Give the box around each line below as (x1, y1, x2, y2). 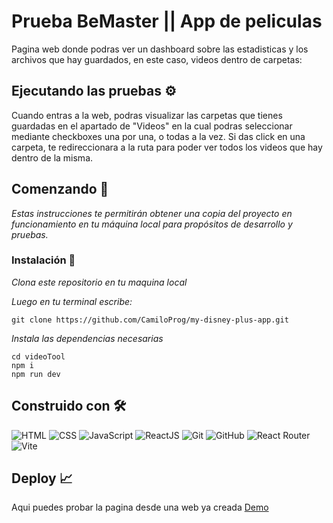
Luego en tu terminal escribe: (11, 295, 133, 307)
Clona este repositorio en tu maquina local (11, 276, 188, 288)
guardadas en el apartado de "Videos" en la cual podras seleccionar (11, 120, 293, 132)
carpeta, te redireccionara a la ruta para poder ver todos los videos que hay (11, 141, 323, 153)
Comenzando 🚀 (11, 181, 109, 198)
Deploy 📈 (11, 470, 73, 487)
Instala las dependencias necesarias (11, 332, 164, 344)
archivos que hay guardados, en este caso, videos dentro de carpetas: (11, 53, 303, 65)
